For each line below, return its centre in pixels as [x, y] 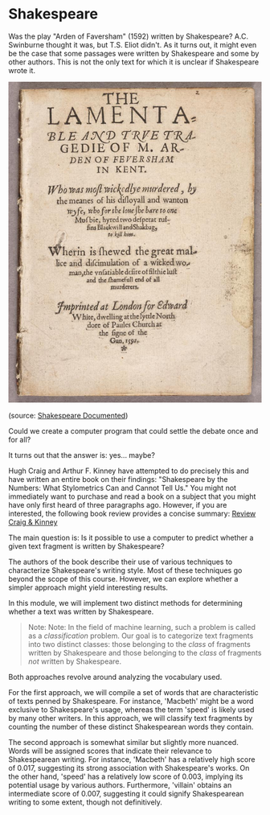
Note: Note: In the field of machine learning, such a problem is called [141, 628]
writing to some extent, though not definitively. [86, 802]
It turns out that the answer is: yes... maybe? [82, 455]
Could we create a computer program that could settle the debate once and [133, 431]
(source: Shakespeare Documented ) [68, 416]
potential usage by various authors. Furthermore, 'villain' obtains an [120, 785]
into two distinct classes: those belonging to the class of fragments [139, 644]
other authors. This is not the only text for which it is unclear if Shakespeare [134, 62]
